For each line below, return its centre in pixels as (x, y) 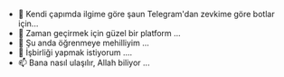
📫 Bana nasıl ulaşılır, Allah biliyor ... (84, 63)
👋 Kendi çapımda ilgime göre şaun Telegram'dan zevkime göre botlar (146, 14)
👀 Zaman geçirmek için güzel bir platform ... (99, 33)
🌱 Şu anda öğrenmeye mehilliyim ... (83, 43)
